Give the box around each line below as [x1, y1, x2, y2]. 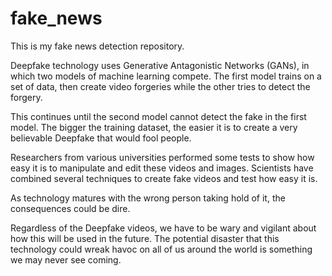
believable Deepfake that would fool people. [10, 132, 192, 144]
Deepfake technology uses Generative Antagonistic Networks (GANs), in [10, 59, 310, 71]
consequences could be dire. [10, 202, 131, 214]
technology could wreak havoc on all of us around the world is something [10, 243, 313, 255]
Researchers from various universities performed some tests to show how [10, 151, 315, 163]
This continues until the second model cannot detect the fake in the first [10, 110, 307, 122]
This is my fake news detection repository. [10, 40, 185, 52]
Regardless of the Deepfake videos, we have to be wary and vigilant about [10, 222, 317, 234]
